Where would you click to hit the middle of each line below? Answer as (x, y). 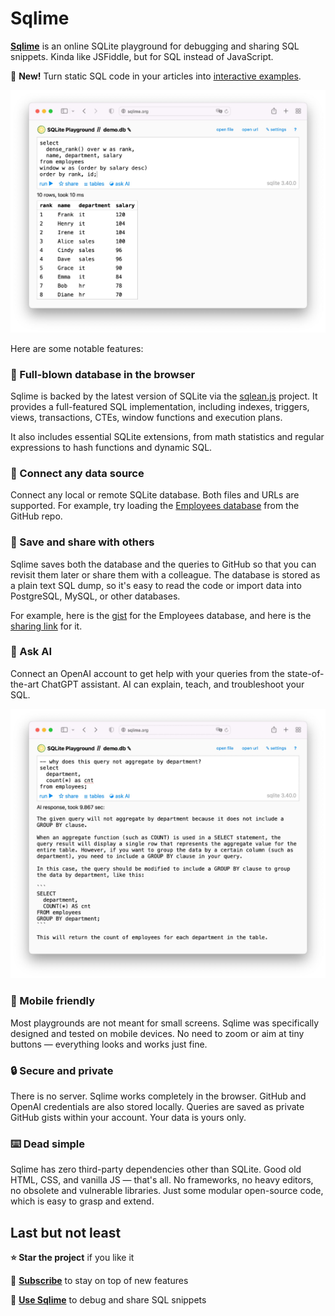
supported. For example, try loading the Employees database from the (155, 506)
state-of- (305, 673)
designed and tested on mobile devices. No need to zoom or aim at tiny (157, 1033)
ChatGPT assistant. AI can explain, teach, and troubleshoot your (173, 684)
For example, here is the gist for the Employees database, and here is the (161, 615)
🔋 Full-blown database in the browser (103, 374)
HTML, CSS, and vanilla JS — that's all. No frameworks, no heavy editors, (162, 1180)
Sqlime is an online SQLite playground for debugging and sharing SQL (155, 46)
